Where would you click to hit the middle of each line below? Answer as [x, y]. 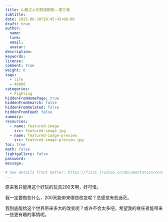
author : [13, 28]
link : [15, 38]
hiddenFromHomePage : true [32, 98]
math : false [17, 149]
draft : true [17, 24]
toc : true [15, 145]
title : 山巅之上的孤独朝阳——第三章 [38, 10]
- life [16, 79]
